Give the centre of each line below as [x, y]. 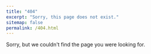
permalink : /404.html [32, 28]
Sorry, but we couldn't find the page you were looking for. [75, 45]
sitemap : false [25, 22]
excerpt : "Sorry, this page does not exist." [62, 17]
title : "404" [22, 11]
